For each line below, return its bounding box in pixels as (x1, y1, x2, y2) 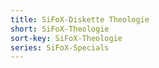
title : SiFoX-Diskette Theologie (10, 14, 150, 25)
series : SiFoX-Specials (10, 42, 110, 53)
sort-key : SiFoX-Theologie (10, 33, 123, 43)
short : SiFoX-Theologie (10, 24, 110, 34)
